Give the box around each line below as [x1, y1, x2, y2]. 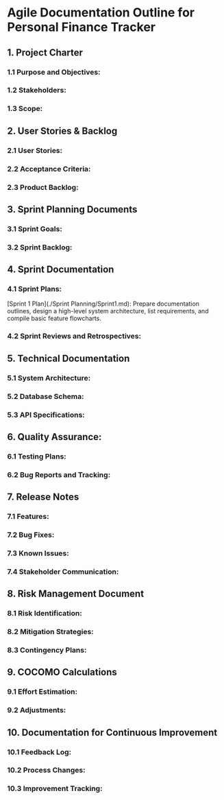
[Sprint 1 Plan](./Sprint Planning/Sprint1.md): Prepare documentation [7, 300, 200, 308]
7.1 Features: [7, 512, 49, 522]
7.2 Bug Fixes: [7, 530, 55, 540]
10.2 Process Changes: [7, 766, 86, 775]
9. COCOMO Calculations [7, 666, 118, 678]
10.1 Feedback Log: [7, 747, 72, 757]
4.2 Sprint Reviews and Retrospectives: [7, 331, 142, 341]
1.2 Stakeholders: [7, 86, 66, 95]
